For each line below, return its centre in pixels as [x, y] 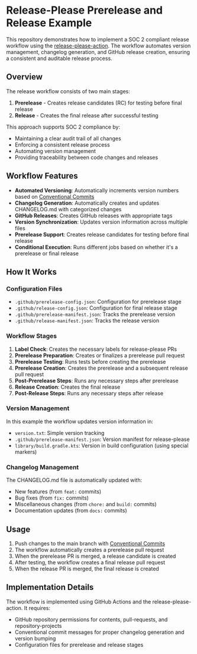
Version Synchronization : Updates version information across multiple [101, 222]
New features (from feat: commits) [58, 492]
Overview [25, 77]
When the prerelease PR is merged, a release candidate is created [95, 556]
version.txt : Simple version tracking [59, 433]
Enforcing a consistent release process [62, 145]
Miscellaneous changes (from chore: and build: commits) [85, 504]
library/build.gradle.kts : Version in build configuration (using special [101, 445]
